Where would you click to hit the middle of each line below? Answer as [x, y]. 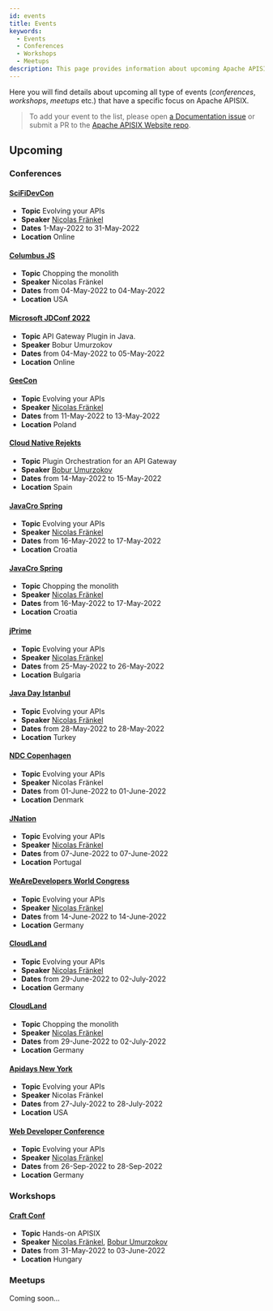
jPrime [20, 631]
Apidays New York [41, 1068]
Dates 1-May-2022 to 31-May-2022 [80, 228]
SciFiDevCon [32, 193]
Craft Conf [27, 1215]
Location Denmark [52, 800]
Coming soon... [34, 1298]
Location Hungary [51, 1259]
